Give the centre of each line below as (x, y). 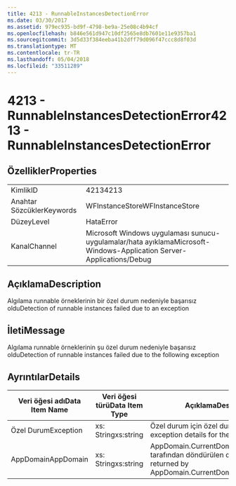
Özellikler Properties (52, 171)
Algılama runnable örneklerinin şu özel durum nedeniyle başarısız (102, 347)
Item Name (50, 410)
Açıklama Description (54, 284)
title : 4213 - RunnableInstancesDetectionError (78, 14)
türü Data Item (119, 405)
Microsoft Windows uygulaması (137, 233)
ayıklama (159, 241)
